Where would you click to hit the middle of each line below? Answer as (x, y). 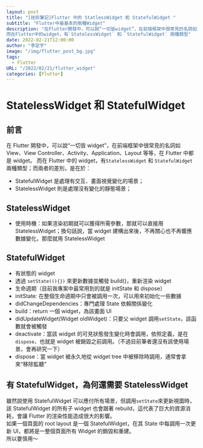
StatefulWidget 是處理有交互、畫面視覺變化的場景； (79, 181)
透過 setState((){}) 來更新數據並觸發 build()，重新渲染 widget (93, 281)
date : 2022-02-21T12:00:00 (40, 40)
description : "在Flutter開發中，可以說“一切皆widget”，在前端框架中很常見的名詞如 (102, 29)
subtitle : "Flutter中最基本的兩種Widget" (56, 23)
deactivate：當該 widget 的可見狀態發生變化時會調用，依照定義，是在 (101, 334)
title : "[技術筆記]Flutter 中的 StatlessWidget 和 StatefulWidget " (91, 18)
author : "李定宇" (27, 46)
